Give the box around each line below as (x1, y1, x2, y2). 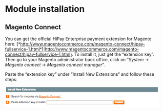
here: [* (5, 41, 20, 47)
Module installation (5, 3, 85, 15)
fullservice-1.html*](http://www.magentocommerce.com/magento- (5, 46, 139, 52)
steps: (5, 77, 18, 82)
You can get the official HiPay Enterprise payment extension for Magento (5, 36, 152, 42)
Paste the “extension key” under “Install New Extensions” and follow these (5, 71, 155, 77)
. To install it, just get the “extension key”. (72, 51, 155, 57)
